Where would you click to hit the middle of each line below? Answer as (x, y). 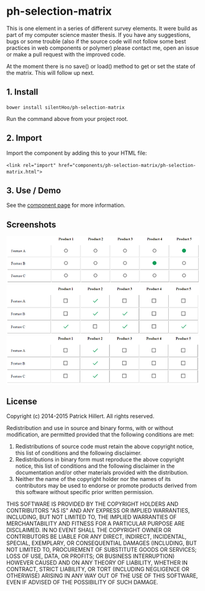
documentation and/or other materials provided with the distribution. (102, 473)
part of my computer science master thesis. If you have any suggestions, (99, 34)
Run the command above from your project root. (68, 118)
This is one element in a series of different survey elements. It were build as (102, 28)
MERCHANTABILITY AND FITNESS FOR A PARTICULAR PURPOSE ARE (96, 523)
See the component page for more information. (66, 205)
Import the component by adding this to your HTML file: (77, 153)
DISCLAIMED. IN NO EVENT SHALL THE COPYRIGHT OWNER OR (89, 530)
